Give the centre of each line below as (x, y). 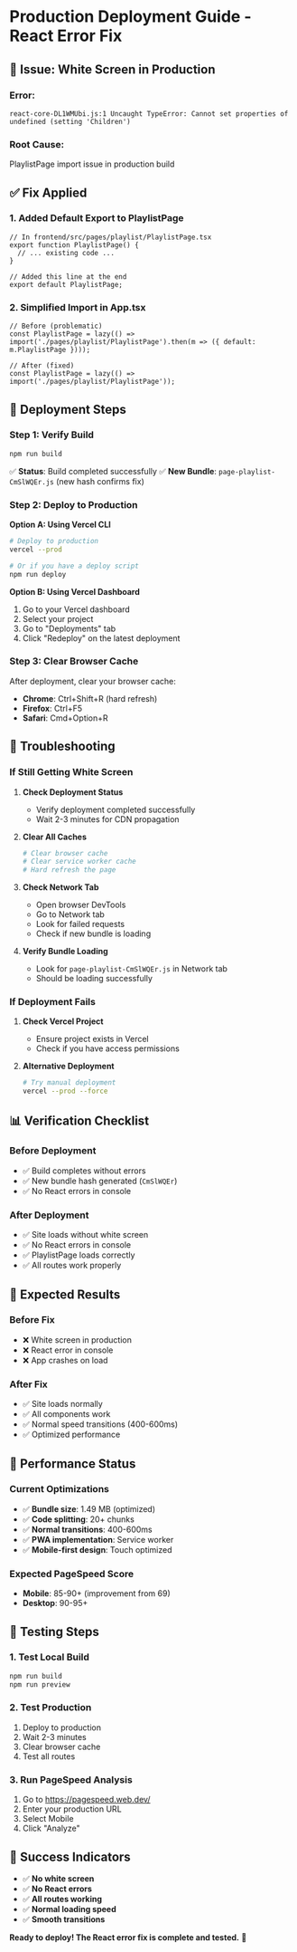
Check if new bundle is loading (93, 933)
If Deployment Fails (53, 1002)
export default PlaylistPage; (66, 284)
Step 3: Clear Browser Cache (74, 661)
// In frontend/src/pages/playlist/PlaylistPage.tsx (111, 237)
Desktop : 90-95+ (55, 1603)
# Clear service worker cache (79, 862)
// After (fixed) (42, 366)
